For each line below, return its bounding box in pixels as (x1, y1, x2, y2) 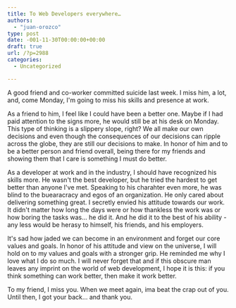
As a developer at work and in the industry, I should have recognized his (7, 168, 217, 176)
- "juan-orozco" (13, 23, 61, 30)
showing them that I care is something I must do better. (7, 154, 168, 163)
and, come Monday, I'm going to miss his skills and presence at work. (7, 96, 209, 104)
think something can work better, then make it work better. (7, 271, 178, 280)
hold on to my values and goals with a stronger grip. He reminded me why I (7, 249, 225, 257)
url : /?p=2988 (7, 50, 49, 57)
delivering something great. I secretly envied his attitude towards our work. (7, 198, 225, 207)
